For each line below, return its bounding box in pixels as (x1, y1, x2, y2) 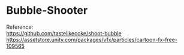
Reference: (6, 23, 34, 30)
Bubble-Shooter (6, 4, 88, 17)
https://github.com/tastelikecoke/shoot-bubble (6, 29, 122, 36)
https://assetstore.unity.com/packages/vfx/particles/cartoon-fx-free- (6, 36, 178, 43)
